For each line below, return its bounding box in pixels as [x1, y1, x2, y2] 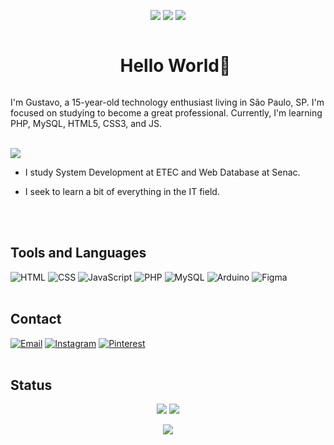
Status [10, 376, 53, 394]
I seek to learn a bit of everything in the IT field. [24, 185, 220, 197]
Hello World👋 [119, 55, 232, 77]
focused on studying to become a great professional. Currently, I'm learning [10, 106, 323, 119]
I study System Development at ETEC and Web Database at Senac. [24, 166, 301, 178]
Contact [10, 311, 62, 328]
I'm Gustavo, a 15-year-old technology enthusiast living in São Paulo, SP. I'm [10, 96, 325, 108]
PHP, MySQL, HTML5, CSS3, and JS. [10, 117, 162, 129]
